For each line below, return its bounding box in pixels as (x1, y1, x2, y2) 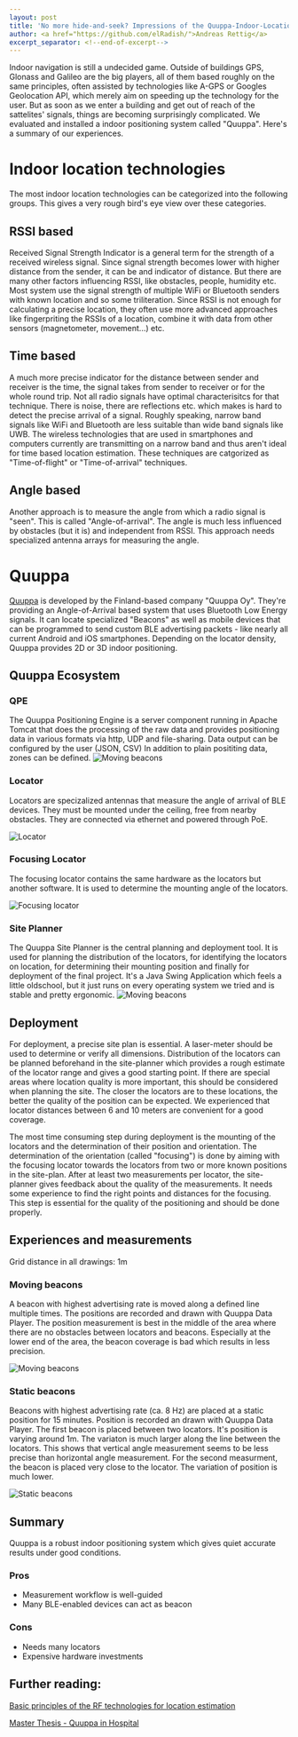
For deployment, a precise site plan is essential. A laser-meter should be (9, 1038, 273, 1049)
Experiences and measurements (9, 1233, 192, 1248)
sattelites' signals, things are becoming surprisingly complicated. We (9, 109, 261, 120)
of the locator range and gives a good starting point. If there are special (9, 1067, 271, 1077)
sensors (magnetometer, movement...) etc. (9, 323, 165, 333)
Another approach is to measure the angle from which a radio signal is (9, 506, 266, 517)
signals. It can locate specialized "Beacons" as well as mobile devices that (9, 614, 281, 624)
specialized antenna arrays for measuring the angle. (9, 535, 200, 545)
